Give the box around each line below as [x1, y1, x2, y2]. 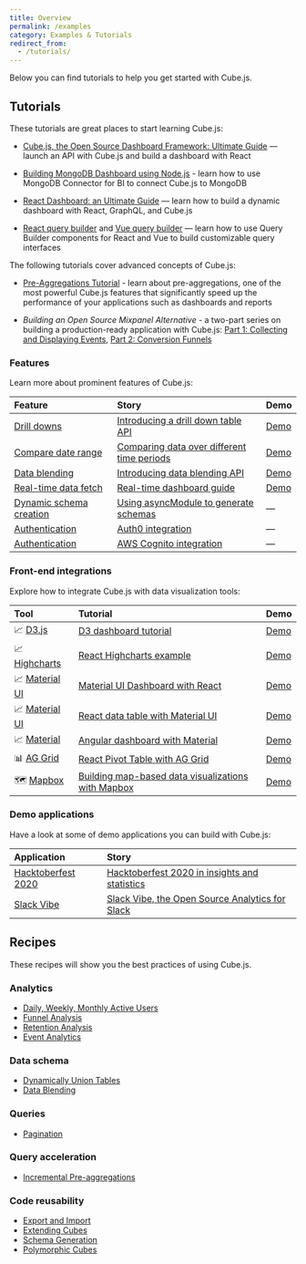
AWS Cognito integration [117, 537, 223, 550]
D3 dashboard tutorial [77, 625, 172, 637]
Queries [9, 1107, 46, 1120]
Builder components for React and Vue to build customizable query [22, 232, 275, 243]
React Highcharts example [77, 649, 191, 662]
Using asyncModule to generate [117, 496, 254, 509]
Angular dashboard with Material [77, 734, 219, 747]
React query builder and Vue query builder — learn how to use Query [22, 223, 283, 233]
